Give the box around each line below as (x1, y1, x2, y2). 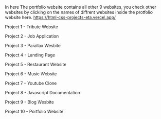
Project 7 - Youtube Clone (5, 80, 57, 86)
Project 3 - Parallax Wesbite (5, 43, 61, 48)
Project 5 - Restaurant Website (5, 62, 67, 67)
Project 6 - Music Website (5, 71, 57, 77)
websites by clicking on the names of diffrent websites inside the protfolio (5, 9, 153, 15)
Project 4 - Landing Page (5, 52, 55, 58)
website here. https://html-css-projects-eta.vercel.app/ (5, 15, 116, 20)
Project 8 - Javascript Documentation (5, 90, 80, 95)
